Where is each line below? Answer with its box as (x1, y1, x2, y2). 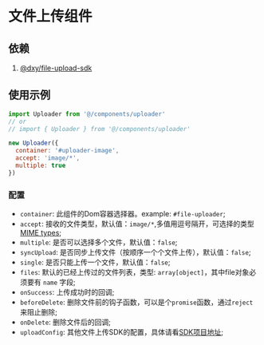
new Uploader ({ (8, 139, 59, 148)
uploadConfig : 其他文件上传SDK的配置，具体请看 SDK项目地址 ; (19, 327, 223, 337)
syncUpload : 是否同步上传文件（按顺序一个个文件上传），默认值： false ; (19, 248, 251, 257)
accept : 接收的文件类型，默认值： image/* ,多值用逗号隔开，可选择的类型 (19, 219, 254, 228)
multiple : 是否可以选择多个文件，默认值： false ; (19, 237, 178, 248)
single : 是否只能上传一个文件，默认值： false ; (19, 257, 171, 268)
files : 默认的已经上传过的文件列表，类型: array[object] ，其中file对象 (19, 268, 250, 277)
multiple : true (15, 161, 66, 170)
